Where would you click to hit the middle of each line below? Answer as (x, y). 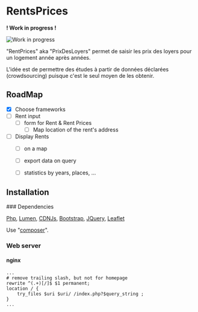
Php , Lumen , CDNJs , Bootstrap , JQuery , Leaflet (66, 218)
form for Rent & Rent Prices (58, 123)
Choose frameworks (40, 109)
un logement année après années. (49, 57)
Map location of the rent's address (76, 129)
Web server (23, 246)
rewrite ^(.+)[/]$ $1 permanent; (48, 284)
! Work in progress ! (31, 28)
